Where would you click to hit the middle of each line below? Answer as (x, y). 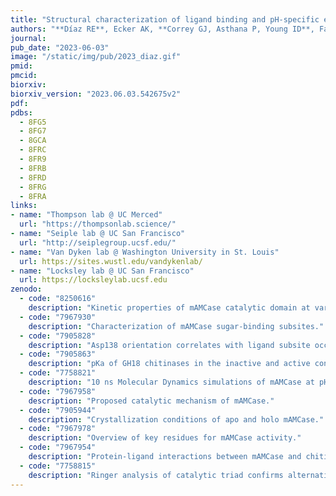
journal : (28, 38)
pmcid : (24, 76)
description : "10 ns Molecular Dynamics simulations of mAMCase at (171, 382)
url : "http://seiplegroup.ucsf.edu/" (98, 242)
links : (24, 206)
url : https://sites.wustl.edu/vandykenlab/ (111, 261)
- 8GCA (33, 141)
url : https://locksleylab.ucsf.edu (93, 280)
